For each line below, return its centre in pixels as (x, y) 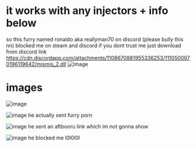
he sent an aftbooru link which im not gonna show (88, 126)
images (24, 88)
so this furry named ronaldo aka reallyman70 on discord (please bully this (95, 39)
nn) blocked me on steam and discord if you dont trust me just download (94, 45)
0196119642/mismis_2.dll (36, 64)
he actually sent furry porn (60, 115)
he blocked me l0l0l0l (54, 138)
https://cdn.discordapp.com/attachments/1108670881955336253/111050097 (98, 58)
